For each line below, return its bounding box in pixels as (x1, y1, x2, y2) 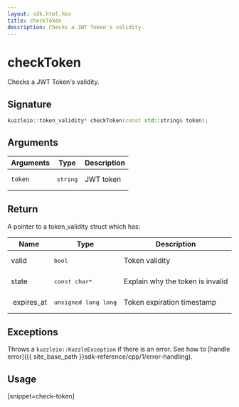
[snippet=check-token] (7, 392, 75, 401)
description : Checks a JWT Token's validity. (7, 23, 144, 31)
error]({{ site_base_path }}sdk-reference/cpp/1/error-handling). (7, 352, 193, 361)
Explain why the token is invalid (123, 276, 228, 286)
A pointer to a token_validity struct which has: (7, 222, 141, 231)
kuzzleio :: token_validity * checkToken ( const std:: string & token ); (7, 117, 208, 124)
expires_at (13, 298, 48, 308)
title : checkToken (7, 17, 62, 24)
